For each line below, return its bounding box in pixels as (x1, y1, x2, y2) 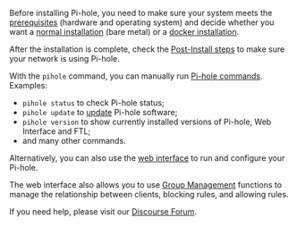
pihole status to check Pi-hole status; (21, 97, 165, 108)
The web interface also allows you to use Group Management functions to (9, 180, 283, 190)
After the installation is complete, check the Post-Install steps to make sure (9, 44, 285, 54)
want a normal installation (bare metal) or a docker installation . (9, 27, 240, 37)
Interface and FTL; (21, 126, 91, 137)
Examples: (9, 80, 47, 90)
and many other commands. (21, 136, 127, 146)
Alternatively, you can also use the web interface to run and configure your (9, 153, 285, 163)
